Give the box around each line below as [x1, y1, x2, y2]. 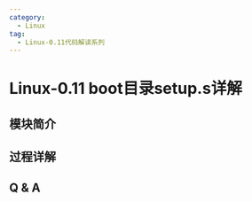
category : [9, 12, 46, 22]
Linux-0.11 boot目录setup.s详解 [9, 79, 242, 98]
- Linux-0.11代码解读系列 [17, 37, 105, 47]
